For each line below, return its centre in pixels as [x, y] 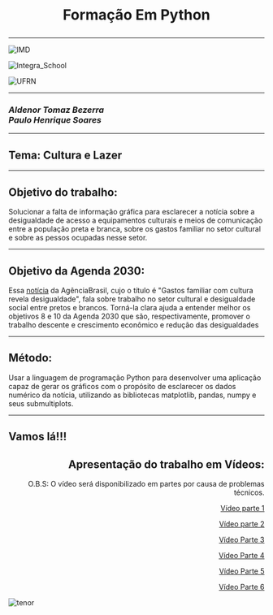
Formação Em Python [136, 15]
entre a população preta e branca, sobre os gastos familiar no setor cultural [135, 229]
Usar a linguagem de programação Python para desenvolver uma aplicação [135, 377]
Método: [30, 358]
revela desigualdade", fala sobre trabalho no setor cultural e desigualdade [132, 299]
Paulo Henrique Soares [55, 120]
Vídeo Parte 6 [242, 587]
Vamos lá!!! [38, 437]
